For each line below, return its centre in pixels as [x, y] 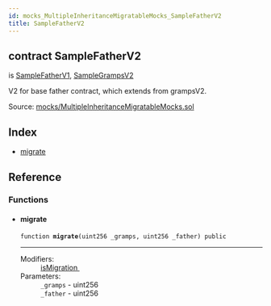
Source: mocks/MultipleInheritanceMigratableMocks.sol [102, 107]
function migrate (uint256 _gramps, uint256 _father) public [123, 236]
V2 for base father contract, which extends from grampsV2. [108, 91]
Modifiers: [37, 258]
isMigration [59, 267]
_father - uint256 [69, 293]
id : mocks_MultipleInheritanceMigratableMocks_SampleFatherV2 [115, 16]
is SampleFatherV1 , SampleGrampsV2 [71, 75]
